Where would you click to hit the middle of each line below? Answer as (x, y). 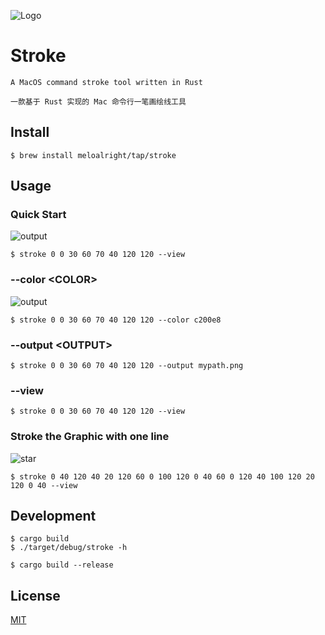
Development (53, 516)
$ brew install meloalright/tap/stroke (93, 155)
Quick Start (38, 215)
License (35, 595)
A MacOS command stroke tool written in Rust (106, 82)
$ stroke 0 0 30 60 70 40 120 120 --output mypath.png (127, 366)
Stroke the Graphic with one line (90, 437)
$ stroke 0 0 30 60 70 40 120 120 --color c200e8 (116, 320)
